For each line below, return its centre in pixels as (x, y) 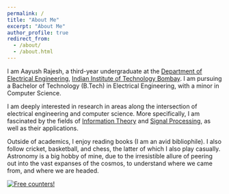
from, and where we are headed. (53, 170)
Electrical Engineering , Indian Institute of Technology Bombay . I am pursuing (114, 78)
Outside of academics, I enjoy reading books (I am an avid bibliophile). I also (114, 141)
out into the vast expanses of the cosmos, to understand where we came (110, 163)
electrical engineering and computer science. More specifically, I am (104, 113)
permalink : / (26, 13)
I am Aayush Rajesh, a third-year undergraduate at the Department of (105, 71)
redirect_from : (29, 39)
